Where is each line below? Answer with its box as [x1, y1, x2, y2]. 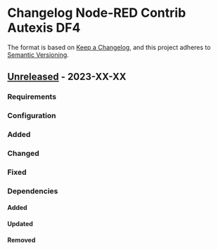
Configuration [7, 111, 56, 121]
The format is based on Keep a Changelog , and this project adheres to [7, 43, 211, 51]
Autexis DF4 [7, 20, 81, 36]
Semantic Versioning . [7, 51, 69, 59]
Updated [7, 220, 34, 228]
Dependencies [7, 186, 58, 196]
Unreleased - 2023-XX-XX [7, 71, 127, 83]
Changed [7, 149, 40, 159]
